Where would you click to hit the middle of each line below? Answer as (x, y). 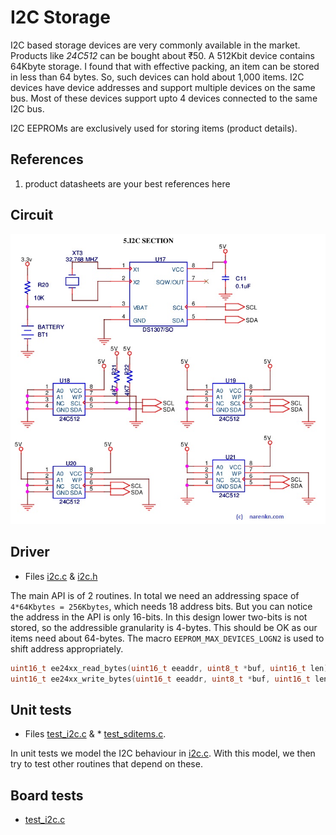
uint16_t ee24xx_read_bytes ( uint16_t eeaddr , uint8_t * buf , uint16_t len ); (171, 668)
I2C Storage (60, 17)
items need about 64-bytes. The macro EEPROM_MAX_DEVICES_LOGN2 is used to (167, 638)
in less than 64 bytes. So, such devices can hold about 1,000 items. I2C (157, 77)
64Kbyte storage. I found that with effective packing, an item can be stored (165, 66)
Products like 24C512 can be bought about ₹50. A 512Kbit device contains (162, 55)
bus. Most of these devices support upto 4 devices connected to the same (164, 98)
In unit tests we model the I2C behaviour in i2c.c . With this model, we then (163, 753)
